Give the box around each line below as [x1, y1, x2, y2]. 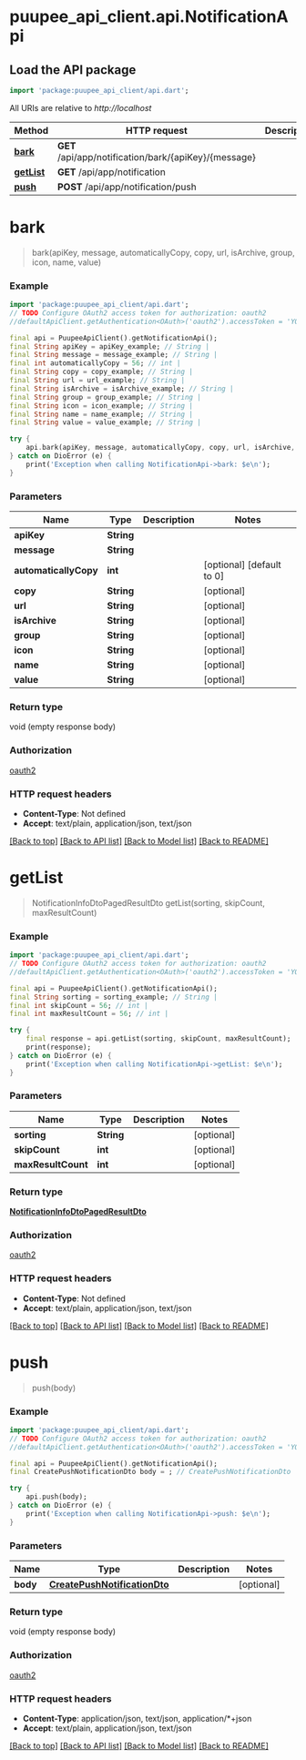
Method [14, 124, 49, 137]
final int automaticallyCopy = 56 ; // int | [9, 359, 181, 368]
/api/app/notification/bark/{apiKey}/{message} [57, 150, 257, 163]
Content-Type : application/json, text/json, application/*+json [22, 1713, 252, 1724]
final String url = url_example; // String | [9, 376, 185, 385]
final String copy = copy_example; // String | [9, 367, 194, 377]
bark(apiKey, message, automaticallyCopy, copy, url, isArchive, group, [31, 247, 295, 258]
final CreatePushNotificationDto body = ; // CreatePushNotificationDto [9, 1468, 291, 1477]
